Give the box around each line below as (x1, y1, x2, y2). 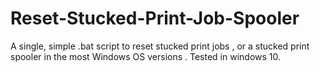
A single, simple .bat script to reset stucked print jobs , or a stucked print (10, 40, 310, 52)
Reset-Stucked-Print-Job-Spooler (10, 7, 300, 30)
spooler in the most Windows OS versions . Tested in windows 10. (10, 50, 282, 62)
